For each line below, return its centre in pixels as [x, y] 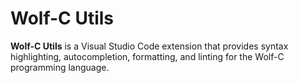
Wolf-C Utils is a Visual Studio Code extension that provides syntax [149, 46]
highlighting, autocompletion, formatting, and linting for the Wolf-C [147, 56]
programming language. [60, 67]
